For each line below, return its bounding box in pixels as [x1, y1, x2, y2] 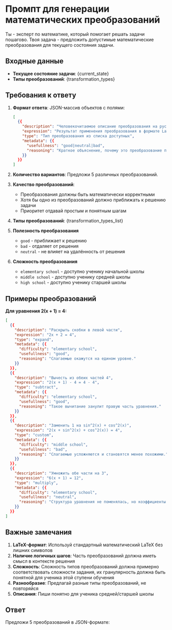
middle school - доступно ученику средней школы [20, 274, 131, 280]
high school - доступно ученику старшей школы [20, 280, 126, 286]
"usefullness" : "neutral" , [18, 494, 77, 500]
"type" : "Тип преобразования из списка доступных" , [22, 134, 135, 139]
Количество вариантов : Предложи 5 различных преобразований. [12, 172, 159, 178]
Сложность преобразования [12, 258, 78, 265]
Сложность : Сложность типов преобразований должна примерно [12, 563, 159, 569]
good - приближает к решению [20, 237, 87, 244]
